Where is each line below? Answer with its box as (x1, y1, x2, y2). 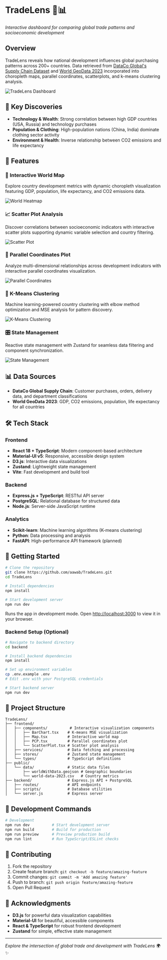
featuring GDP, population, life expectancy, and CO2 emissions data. (5, 188, 146, 194)
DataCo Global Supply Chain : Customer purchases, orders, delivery (12, 388, 153, 394)
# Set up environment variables (5, 667, 72, 672)
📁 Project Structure (5, 704, 66, 712)
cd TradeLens (5, 575, 32, 580)
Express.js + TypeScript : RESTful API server (12, 492, 104, 499)
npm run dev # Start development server (5, 822, 110, 828)
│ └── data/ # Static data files (5, 765, 110, 770)
